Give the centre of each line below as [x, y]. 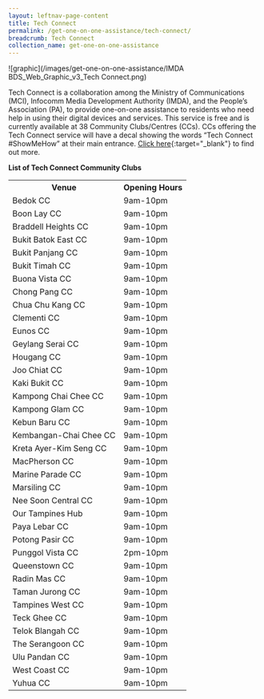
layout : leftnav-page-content [59, 16]
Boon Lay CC [37, 213]
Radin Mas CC [39, 579]
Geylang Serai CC [46, 344]
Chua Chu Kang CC [49, 305]
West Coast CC [41, 670]
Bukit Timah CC [42, 266]
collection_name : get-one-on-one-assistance [84, 46]
